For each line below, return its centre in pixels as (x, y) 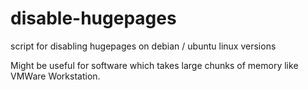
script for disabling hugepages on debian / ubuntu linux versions (143, 46)
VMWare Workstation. (55, 76)
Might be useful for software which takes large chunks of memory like (154, 65)
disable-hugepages (93, 18)
